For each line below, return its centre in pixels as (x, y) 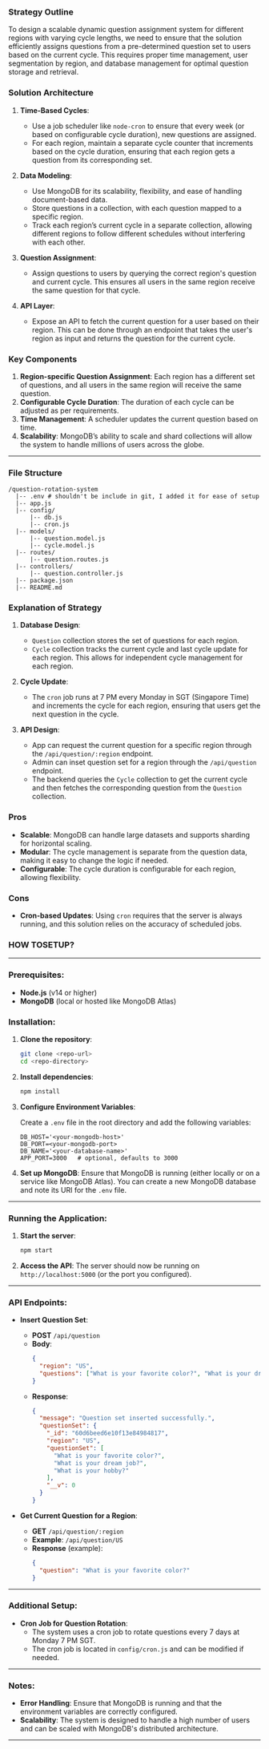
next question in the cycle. (75, 714)
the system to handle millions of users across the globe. (112, 444)
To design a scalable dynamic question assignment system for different (126, 30)
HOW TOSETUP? (41, 945)
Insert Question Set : (54, 1320)
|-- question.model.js (67, 539)
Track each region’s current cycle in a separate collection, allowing (142, 225)
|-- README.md (39, 588)
